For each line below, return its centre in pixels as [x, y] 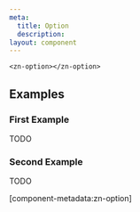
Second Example [46, 161]
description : [41, 34]
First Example [39, 119]
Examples [37, 94]
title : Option [43, 26]
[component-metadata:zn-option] [71, 199]
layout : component [43, 42]
